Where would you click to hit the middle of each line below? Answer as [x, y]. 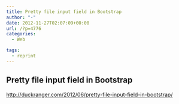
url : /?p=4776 [24, 28]
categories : [21, 34]
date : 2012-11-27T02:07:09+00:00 [48, 23]
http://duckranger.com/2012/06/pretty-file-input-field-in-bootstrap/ [89, 94]
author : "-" [21, 17]
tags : [13, 51]
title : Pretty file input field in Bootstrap [64, 12]
